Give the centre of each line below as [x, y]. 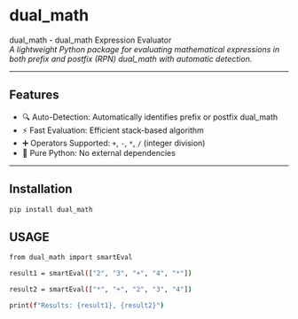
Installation [41, 189]
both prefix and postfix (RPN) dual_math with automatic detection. [131, 58]
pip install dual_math [51, 209]
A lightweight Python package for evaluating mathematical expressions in [145, 49]
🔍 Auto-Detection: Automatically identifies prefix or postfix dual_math [150, 117]
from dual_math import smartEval [71, 258]
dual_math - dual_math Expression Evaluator [90, 40]
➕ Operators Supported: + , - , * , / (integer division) [114, 143]
